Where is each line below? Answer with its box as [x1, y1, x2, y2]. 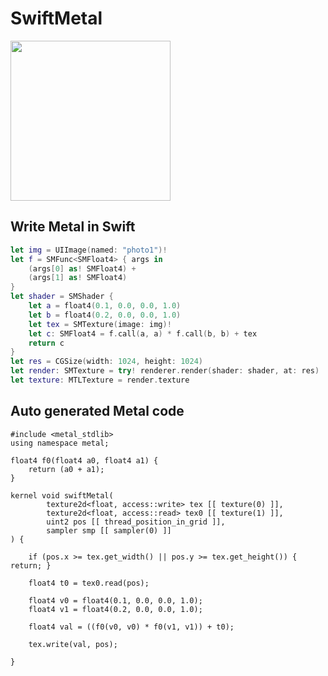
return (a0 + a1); [28, 464, 105, 474]
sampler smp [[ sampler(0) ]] [46, 525, 172, 536]
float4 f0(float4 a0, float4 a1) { [10, 455, 159, 466]
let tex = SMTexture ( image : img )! [28, 319, 172, 329]
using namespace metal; [10, 438, 110, 448]
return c [28, 338, 65, 348]
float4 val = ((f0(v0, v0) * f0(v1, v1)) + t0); [28, 622, 235, 632]
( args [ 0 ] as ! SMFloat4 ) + [28, 263, 137, 274]
